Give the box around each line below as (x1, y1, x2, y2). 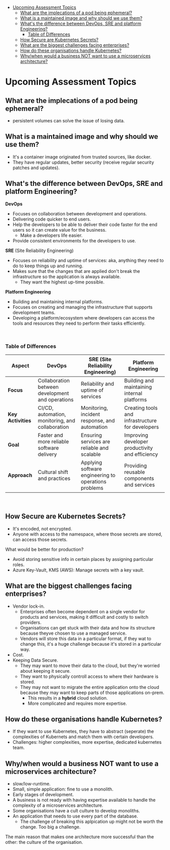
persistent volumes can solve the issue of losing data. (12, 118, 125, 123)
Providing (124, 462, 147, 469)
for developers (124, 423, 159, 430)
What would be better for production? (5, 546, 84, 552)
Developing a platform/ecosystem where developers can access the (12, 314, 155, 321)
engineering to (80, 471, 115, 479)
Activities (8, 417, 31, 424)
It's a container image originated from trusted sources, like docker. (12, 153, 152, 160)
